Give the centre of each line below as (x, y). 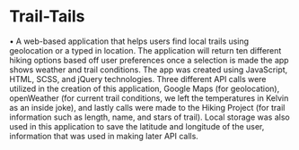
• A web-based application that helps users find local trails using (129, 41)
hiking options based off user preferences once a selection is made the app (149, 60)
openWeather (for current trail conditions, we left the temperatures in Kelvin (149, 98)
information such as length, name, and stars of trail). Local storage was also (149, 117)
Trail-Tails (47, 17)
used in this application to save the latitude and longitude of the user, (137, 126)
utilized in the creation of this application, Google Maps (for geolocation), (145, 88)
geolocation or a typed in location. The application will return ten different (145, 50)
